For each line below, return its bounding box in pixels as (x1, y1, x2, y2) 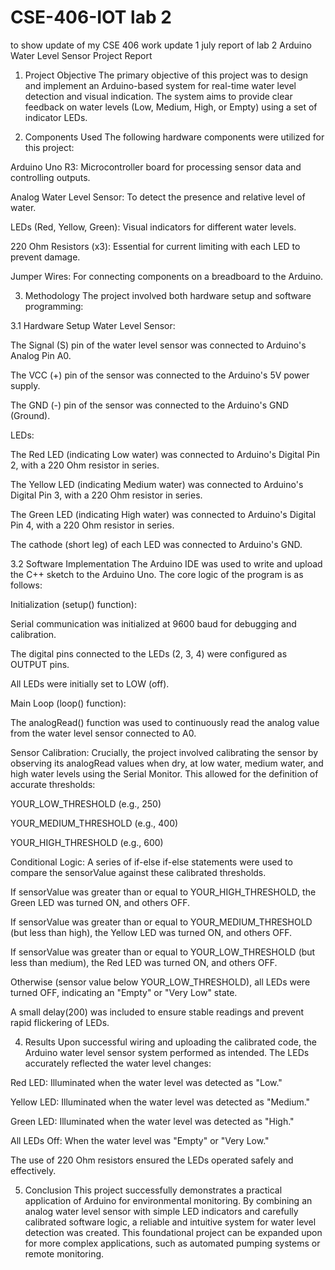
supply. (10, 379, 41, 391)
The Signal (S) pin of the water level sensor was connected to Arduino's (10, 339, 307, 351)
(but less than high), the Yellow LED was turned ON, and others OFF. (10, 926, 293, 938)
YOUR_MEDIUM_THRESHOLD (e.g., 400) (10, 817, 179, 829)
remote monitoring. (24, 1247, 105, 1260)
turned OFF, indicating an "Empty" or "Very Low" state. (10, 986, 238, 998)
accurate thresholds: (10, 778, 96, 790)
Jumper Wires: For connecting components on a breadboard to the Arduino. (10, 270, 324, 282)
